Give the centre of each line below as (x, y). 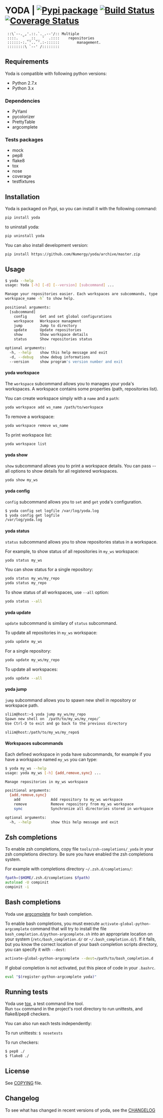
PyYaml (20, 111)
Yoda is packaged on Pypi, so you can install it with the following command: (81, 209)
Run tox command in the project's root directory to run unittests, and (74, 1009)
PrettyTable (24, 122)
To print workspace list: (29, 435)
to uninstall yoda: (22, 227)
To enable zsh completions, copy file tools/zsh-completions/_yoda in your (79, 849)
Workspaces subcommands (34, 744)
